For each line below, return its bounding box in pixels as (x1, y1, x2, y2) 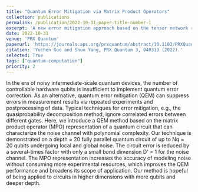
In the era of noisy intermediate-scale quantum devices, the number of (6, 80, 178, 87)
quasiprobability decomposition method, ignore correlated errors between (6, 111, 186, 118)
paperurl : (6, 42, 31, 48)
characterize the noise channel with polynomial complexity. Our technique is (6, 130, 192, 137)
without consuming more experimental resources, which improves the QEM (6, 161, 189, 168)
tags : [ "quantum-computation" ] (6, 58, 83, 64)
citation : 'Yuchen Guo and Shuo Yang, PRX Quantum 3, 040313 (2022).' (6, 47, 183, 53)
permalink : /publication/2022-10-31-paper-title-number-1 (6, 19, 151, 25)
